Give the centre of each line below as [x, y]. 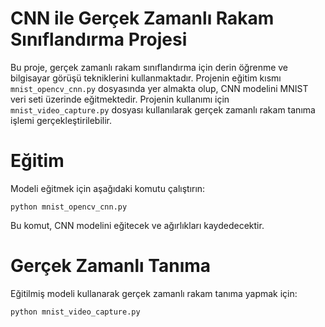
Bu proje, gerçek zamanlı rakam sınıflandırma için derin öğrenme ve [149, 67]
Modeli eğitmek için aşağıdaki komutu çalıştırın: [108, 188]
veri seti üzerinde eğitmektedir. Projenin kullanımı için [120, 99]
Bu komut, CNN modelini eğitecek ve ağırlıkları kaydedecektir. [137, 225]
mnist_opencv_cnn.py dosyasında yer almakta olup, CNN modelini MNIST [159, 88]
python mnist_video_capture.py [75, 312]
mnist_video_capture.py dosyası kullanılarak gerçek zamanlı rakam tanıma [163, 109]
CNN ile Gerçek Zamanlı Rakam [142, 18]
